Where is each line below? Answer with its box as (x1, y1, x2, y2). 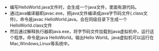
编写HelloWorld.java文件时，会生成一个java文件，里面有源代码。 (9, 4, 139, 10)
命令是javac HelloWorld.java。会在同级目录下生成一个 (20, 17, 128, 22)
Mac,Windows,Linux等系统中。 (9, 41, 72, 46)
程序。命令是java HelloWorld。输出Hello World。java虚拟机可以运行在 (14, 34, 154, 40)
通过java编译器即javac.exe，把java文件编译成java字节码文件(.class (9, 10, 144, 16)
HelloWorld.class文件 (9, 22, 52, 28)
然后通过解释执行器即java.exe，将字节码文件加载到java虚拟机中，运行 (9, 29, 150, 34)
